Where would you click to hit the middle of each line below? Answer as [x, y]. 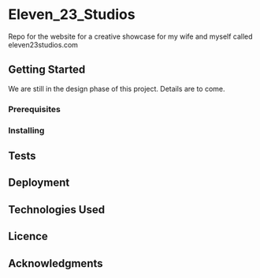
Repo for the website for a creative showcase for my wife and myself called [131, 36]
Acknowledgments [56, 263]
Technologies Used [56, 210]
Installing [26, 130]
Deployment [39, 183]
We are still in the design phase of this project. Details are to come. [117, 88]
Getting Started [47, 70]
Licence [28, 237]
